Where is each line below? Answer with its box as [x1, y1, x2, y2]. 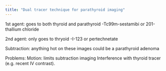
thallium [5, 26, 21, 32]
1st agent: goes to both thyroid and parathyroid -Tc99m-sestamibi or [5, 21, 145, 27]
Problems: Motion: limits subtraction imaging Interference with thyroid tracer [5, 55, 161, 61]
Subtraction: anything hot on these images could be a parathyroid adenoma [5, 45, 160, 51]
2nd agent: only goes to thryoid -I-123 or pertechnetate [5, 36, 118, 42]
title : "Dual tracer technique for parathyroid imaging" [5, 7, 125, 12]
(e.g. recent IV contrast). [5, 60, 55, 66]
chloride [22, 26, 39, 32]
